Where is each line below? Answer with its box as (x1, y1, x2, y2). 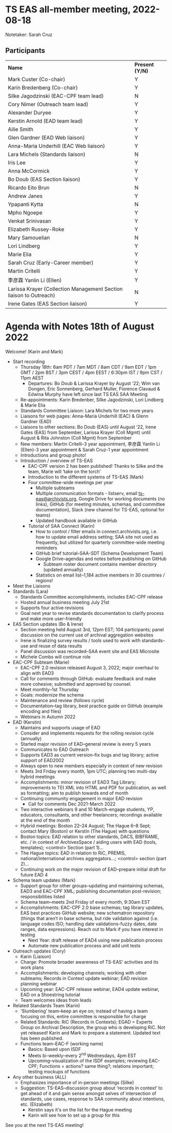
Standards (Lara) (12, 588, 49, 594)
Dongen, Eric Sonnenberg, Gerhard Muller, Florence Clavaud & (28, 386, 160, 392)
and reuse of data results (29, 643, 82, 649)
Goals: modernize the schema (20, 691, 84, 698)
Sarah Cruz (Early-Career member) (8, 259, 94, 266)
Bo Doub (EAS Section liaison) (8, 175, 81, 183)
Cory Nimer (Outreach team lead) (8, 101, 89, 108)
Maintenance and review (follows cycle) (20, 697, 104, 703)
